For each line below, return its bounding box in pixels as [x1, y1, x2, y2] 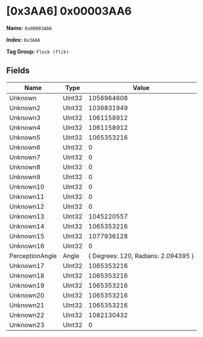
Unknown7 [9, 153, 41, 162]
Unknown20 [9, 291, 45, 299]
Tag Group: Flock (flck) [6, 47, 70, 55]
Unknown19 [9, 281, 45, 290]
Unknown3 [9, 114, 41, 122]
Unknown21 [9, 301, 45, 309]
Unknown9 [9, 172, 41, 181]
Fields [6, 66, 30, 76]
